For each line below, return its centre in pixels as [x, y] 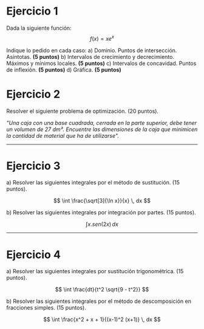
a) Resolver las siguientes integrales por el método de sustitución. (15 [93, 183]
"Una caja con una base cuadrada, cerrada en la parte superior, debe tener [102, 123]
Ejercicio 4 [33, 255]
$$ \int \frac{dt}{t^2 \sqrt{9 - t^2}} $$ [102, 290]
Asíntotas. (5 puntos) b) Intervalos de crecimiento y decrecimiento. [90, 56]
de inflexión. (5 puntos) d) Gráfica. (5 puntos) [64, 70]
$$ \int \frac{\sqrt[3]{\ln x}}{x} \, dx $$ [102, 201]
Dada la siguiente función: [39, 28]
